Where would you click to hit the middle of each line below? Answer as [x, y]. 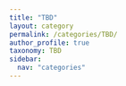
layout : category [42, 26]
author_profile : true [50, 43]
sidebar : [25, 59]
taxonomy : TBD [36, 51]
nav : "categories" [52, 68]
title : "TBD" [34, 17]
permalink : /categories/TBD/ [63, 34]
